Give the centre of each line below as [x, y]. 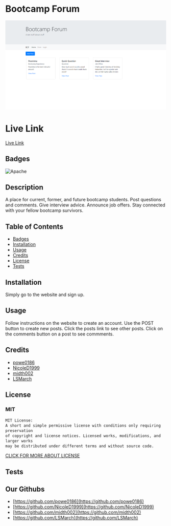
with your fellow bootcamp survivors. [44, 211]
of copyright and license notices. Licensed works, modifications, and [83, 436]
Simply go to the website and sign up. [45, 294]
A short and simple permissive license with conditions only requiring [83, 426]
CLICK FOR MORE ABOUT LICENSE [43, 456]
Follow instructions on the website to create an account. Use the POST [80, 323]
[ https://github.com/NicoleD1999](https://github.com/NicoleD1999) [83, 507]
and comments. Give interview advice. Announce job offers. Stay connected [86, 205]
